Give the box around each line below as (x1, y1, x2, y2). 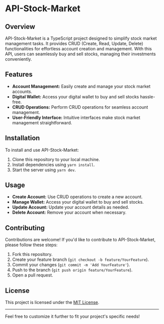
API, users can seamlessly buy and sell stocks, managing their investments (5, 51, 156, 57)
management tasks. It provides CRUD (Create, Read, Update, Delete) (5, 41, 143, 46)
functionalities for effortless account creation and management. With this (5, 46, 152, 51)
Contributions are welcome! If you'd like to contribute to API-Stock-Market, (5, 237, 156, 243)
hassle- (140, 93, 155, 99)
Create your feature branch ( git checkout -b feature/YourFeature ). (12, 256, 149, 262)
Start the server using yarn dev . (12, 167, 76, 173)
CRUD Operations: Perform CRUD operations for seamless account (12, 104, 148, 110)
